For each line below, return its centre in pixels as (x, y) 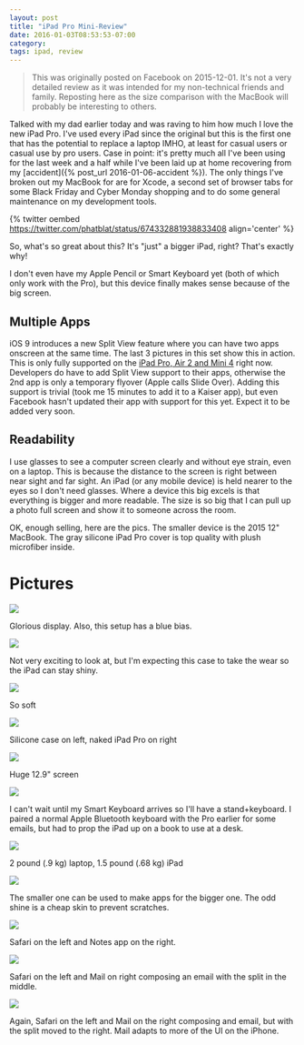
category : (28, 43)
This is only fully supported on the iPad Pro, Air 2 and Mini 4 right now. (142, 362)
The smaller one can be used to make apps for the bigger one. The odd (143, 898)
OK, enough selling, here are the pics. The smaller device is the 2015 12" (145, 528)
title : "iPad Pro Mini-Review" (69, 26)
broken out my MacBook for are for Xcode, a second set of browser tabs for (151, 182)
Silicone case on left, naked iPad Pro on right (93, 739)
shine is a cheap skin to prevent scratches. (89, 907)
